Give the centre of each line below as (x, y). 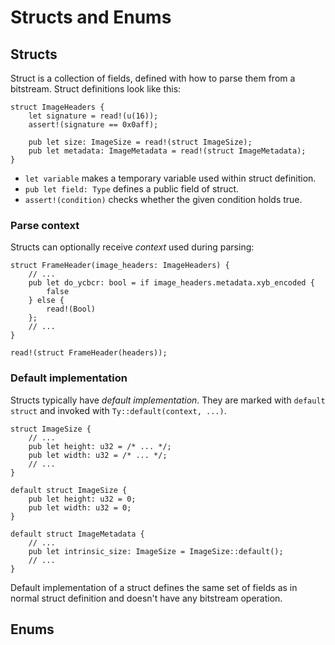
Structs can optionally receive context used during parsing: (132, 247)
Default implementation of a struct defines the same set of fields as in (154, 587)
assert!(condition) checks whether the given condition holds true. (163, 199)
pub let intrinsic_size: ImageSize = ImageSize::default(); (156, 551)
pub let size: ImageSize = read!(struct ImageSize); (140, 142)
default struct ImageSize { (69, 490)
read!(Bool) (71, 309)
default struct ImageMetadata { (77, 534)
